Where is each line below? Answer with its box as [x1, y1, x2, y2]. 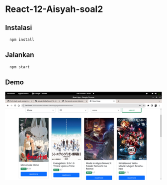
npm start [9, 64, 30, 69]
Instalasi [5, 23, 32, 32]
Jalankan [5, 51, 34, 59]
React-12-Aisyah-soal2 [5, 3, 103, 15]
